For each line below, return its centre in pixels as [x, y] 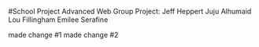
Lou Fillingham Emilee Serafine [58, 20]
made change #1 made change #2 [63, 35]
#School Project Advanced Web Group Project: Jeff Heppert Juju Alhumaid [130, 11]
